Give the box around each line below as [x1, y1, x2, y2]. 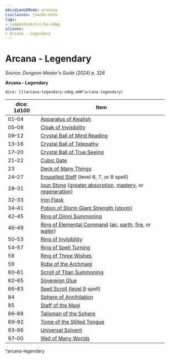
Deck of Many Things [40, 165, 92, 172]
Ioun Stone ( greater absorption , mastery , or [40, 182, 144, 189]
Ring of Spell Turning [40, 244, 90, 251]
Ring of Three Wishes [40, 252, 92, 259]
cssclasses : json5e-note [5, 12, 58, 17]
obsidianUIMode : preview [5, 7, 58, 13]
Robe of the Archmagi [40, 260, 93, 267]
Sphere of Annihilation [40, 293, 94, 301]
